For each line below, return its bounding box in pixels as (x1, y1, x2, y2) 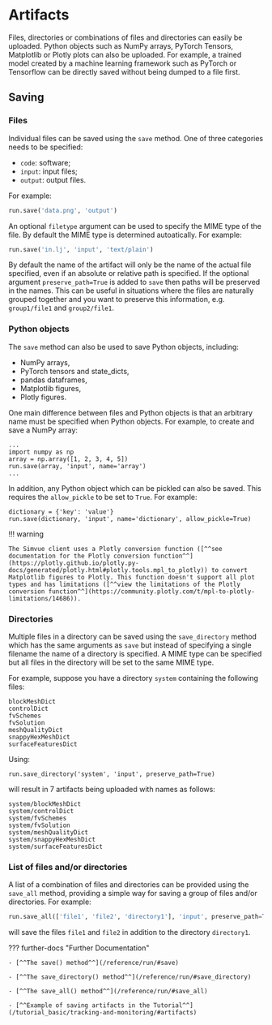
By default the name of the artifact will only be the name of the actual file (8, 260, 252, 269)
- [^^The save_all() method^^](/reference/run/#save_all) (8, 988, 208, 996)
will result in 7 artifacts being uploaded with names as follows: (8, 784, 216, 794)
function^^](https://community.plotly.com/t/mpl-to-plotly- (48, 587, 255, 596)
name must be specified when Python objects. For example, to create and (8, 416, 255, 426)
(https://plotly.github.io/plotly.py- (8, 558, 139, 567)
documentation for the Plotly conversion (8, 552, 151, 560)
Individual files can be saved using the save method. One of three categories (8, 133, 264, 143)
